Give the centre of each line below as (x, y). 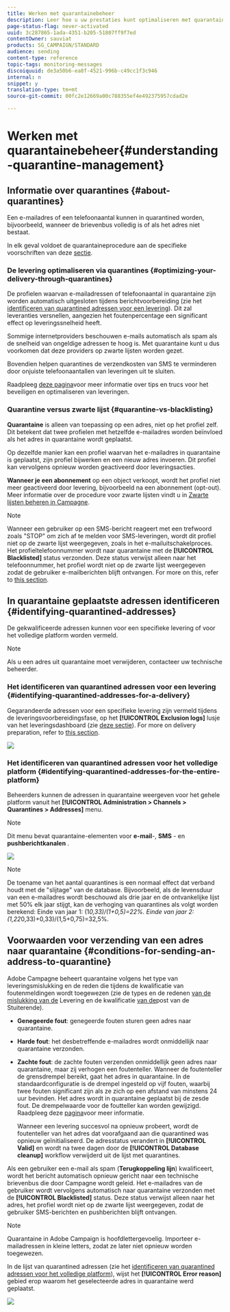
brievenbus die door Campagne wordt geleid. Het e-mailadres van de (105, 1183)
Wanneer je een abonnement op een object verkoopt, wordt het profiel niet (114, 480)
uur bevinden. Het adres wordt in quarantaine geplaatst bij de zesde (113, 1098)
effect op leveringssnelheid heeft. (54, 323)
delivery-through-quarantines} (60, 279)
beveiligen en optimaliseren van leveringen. (68, 392)
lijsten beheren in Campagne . (49, 502)
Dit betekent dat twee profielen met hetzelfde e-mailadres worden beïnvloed (115, 431)
